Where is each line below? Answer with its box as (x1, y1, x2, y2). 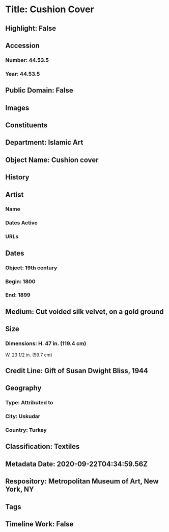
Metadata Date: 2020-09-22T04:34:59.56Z (5, 459, 148, 468)
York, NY (5, 485, 34, 494)
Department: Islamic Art (5, 138, 83, 147)
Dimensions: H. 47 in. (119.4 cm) (5, 340, 87, 347)
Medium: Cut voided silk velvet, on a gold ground (5, 307, 164, 316)
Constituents (5, 121, 48, 129)
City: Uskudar (5, 413, 41, 420)
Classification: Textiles (5, 442, 80, 451)
